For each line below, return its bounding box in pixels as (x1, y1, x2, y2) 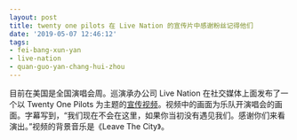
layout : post (9, 12, 58, 22)
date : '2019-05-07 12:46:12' (9, 29, 117, 38)
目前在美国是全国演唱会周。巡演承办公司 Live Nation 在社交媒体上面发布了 (9, 88, 281, 98)
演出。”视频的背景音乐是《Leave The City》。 (9, 121, 169, 131)
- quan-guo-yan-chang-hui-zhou (9, 63, 125, 72)
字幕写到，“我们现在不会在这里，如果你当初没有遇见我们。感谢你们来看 (24, 110, 286, 121)
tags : (9, 37, 29, 47)
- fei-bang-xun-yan (9, 46, 82, 55)
